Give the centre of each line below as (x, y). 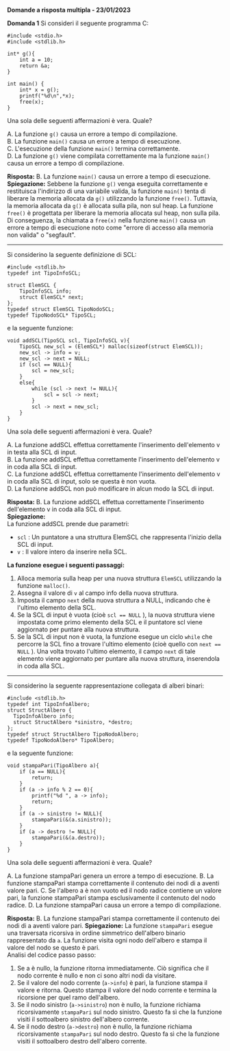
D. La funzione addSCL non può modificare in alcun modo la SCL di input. (111, 488)
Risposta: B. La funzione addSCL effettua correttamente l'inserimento (106, 502)
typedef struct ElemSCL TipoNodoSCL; (61, 309)
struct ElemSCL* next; (52, 297)
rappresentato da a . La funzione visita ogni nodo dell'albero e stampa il (107, 940)
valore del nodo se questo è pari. (54, 948)
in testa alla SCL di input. (42, 452)
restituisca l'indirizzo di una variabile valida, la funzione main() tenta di (106, 191)
